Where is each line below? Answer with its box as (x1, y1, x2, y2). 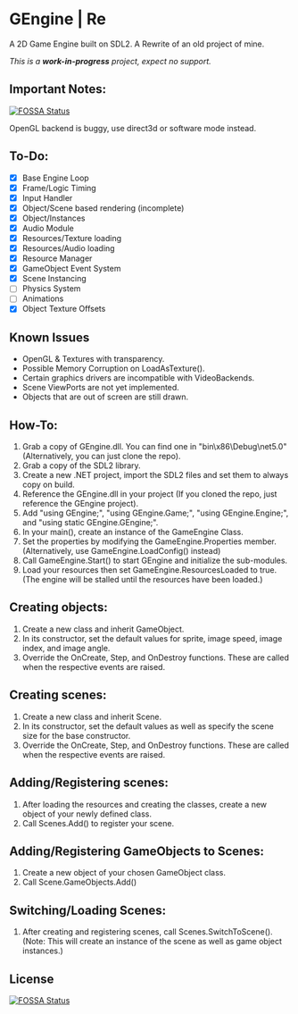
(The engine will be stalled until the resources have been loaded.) (21, 574, 263, 585)
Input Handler (21, 192, 73, 203)
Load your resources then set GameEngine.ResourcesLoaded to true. (21, 565, 277, 575)
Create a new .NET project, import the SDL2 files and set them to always (21, 470, 289, 481)
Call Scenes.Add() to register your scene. (21, 817, 175, 828)
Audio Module (21, 222, 74, 233)
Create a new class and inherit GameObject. (21, 624, 185, 634)
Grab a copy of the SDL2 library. (21, 460, 141, 471)
